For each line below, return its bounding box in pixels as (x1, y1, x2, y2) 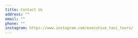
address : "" (5, 12, 30, 17)
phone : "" (5, 21, 26, 26)
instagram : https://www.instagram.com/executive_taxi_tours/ (5, 26, 134, 31)
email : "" (5, 16, 26, 21)
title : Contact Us (5, 7, 43, 12)
